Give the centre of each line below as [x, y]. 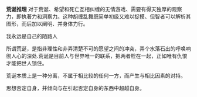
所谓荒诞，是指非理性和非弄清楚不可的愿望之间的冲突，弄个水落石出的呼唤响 [98, 49]
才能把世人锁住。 [27, 63]
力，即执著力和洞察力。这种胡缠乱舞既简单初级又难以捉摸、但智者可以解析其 [98, 16]
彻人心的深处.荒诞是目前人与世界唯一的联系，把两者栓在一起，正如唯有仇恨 [97, 56]
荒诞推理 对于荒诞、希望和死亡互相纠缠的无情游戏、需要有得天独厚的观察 [94, 9]
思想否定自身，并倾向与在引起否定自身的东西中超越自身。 [75, 88]
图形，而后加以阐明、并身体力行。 [47, 24]
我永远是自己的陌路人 [32, 36]
